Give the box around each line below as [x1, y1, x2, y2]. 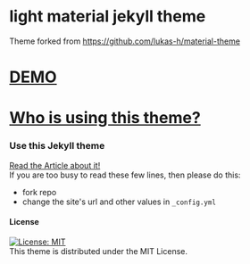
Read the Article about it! [9, 160, 101, 170]
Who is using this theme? [9, 108, 201, 128]
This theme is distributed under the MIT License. [9, 245, 187, 256]
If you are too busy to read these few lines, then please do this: [9, 169, 241, 180]
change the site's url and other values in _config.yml [21, 196, 217, 207]
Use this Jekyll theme [9, 140, 105, 153]
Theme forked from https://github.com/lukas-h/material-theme [9, 36, 241, 46]
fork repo [21, 186, 57, 197]
